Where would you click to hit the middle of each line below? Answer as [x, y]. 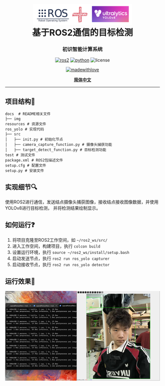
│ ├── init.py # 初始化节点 [34, 139]
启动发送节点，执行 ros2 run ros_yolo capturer [61, 258]
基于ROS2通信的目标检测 [82, 33]
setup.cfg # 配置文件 [26, 165]
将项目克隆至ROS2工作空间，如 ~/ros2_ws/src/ [60, 240]
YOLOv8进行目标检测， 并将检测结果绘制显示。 [53, 208]
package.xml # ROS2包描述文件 [34, 161]
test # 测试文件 [20, 155]
